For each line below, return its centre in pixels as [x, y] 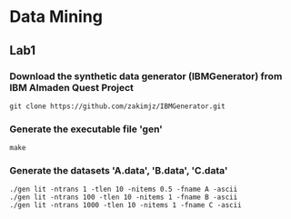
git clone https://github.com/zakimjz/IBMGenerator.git [117, 106]
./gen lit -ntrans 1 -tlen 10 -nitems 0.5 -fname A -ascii [124, 189]
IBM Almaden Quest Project [72, 87]
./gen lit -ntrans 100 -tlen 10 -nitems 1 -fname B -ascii [124, 197]
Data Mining [56, 17]
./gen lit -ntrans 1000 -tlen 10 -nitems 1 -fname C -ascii [126, 205]
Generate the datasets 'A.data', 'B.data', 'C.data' [119, 171]
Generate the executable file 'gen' [86, 129]
